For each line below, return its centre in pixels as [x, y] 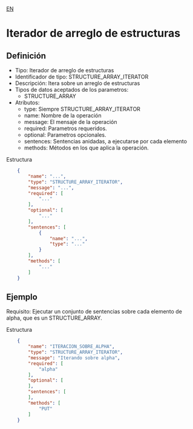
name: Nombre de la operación [63, 115]
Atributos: [27, 102]
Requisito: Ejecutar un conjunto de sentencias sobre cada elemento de [94, 312]
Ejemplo [22, 297]
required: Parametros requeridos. [65, 128]
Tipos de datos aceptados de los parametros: [72, 90]
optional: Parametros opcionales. [65, 135]
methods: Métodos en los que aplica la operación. [87, 148]
